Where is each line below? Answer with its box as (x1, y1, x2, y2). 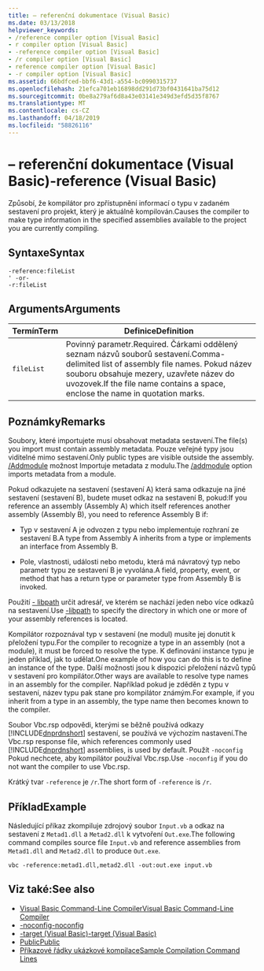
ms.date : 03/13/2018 (8, 19, 76, 27)
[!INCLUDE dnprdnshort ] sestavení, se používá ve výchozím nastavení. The (8, 728, 247, 738)
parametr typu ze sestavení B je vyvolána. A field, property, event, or (19, 565, 240, 575)
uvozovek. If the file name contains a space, (65, 378, 226, 389)
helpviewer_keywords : (8, 26, 79, 34)
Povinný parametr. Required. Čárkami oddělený (65, 339, 238, 350)
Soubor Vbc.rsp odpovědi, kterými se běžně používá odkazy (8, 720, 204, 730)
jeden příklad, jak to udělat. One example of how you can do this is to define (8, 655, 252, 664)
